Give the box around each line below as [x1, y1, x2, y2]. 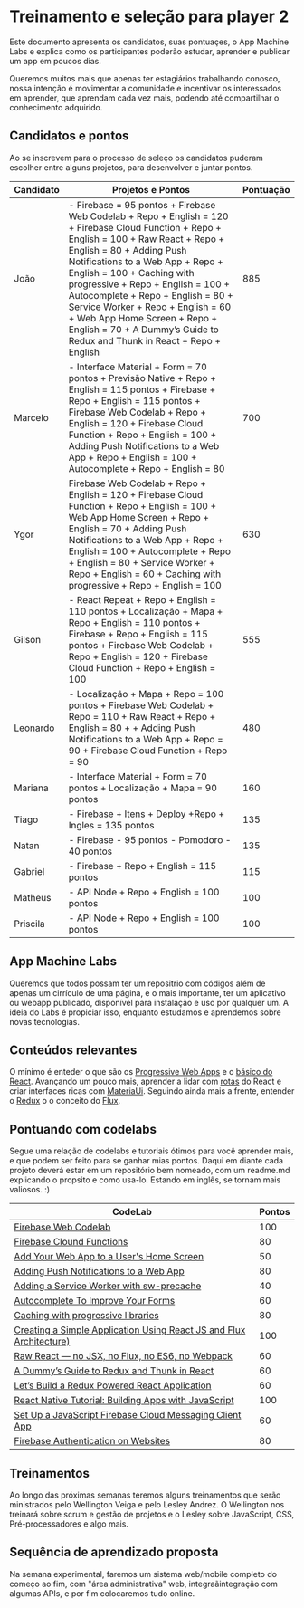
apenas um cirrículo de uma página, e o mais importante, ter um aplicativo [9, 987, 287, 998]
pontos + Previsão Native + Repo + [68, 371, 217, 384]
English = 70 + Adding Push [68, 522, 187, 535]
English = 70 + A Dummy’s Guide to [68, 323, 219, 336]
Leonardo [14, 722, 55, 734]
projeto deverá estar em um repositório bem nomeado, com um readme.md [9, 1165, 290, 1176]
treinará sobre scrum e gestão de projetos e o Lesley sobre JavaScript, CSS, [9, 1509, 295, 1519]
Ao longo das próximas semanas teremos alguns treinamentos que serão [9, 1489, 281, 1500]
